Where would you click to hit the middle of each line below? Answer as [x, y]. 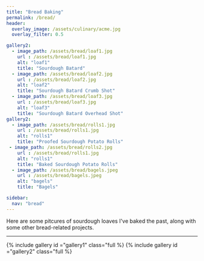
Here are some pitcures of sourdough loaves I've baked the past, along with [101, 221]
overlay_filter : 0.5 [38, 35]
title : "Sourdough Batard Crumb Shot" [66, 91]
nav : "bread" [28, 204]
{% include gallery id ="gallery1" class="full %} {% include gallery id [92, 245]
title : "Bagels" [38, 187]
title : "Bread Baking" [35, 12]
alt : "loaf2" [34, 85]
